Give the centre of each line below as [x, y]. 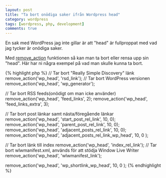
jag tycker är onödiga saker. [34, 48]
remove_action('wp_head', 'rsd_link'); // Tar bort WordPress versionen [77, 78]
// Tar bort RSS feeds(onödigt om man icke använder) [61, 94]
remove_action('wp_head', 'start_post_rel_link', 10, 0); [60, 119]
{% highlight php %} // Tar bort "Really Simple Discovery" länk [70, 73]
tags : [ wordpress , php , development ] [45, 24]
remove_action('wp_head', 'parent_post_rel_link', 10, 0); [62, 125]
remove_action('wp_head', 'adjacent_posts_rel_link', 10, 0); [66, 130]
